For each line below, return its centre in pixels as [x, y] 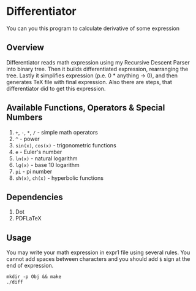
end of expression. [30, 266]
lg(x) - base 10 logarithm [47, 165]
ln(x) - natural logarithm [46, 158]
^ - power [27, 139]
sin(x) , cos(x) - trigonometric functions [66, 145]
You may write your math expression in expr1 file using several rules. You [98, 252]
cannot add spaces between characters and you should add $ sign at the [98, 259]
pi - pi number [34, 171]
